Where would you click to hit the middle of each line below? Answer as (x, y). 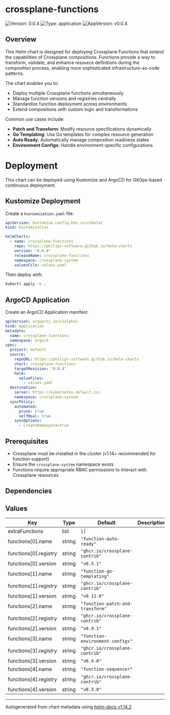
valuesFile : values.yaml (40, 265)
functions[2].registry (32, 618)
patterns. (15, 73)
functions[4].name (30, 669)
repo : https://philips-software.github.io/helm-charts (73, 246)
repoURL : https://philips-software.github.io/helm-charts (77, 360)
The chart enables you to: (32, 83)
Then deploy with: (24, 275)
